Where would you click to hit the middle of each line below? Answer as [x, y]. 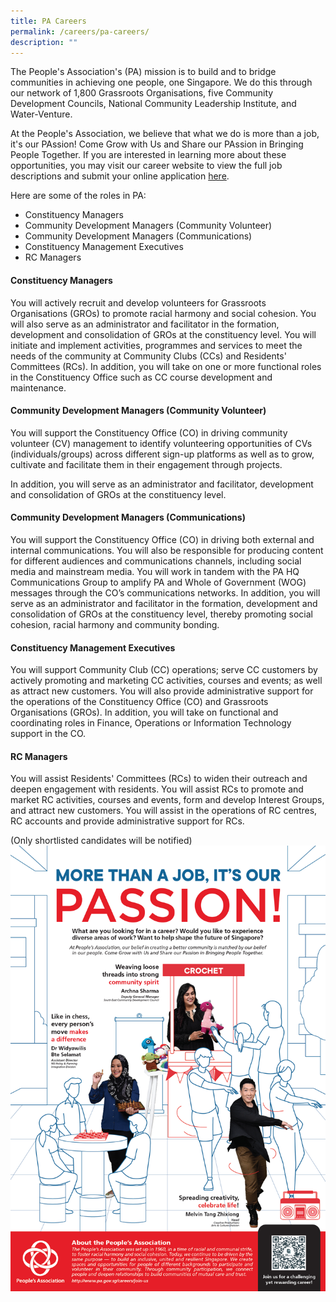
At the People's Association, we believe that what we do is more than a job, [165, 134]
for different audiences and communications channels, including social [156, 561]
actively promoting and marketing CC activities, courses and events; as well [166, 681]
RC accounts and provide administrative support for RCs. [127, 821]
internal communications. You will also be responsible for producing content [167, 550]
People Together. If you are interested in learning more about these [148, 155]
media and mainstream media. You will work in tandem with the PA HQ [155, 571]
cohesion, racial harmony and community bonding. [115, 624]
